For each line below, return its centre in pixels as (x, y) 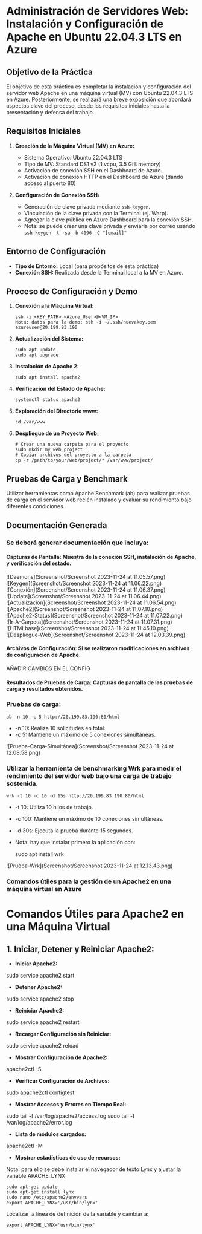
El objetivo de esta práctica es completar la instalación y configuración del (99, 87)
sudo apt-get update (32, 1187)
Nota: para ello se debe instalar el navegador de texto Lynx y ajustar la (94, 1169)
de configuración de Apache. (44, 655)
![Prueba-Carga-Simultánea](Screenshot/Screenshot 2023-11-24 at (90, 746)
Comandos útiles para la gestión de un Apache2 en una (89, 881)
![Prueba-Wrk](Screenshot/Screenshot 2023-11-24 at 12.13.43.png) (90, 866)
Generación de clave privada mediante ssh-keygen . (87, 206)
